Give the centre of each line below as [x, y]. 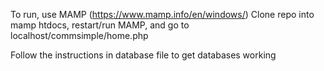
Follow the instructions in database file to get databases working [143, 55]
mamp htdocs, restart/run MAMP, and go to [100, 25]
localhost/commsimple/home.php [79, 35]
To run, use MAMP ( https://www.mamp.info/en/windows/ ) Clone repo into [162, 14]
